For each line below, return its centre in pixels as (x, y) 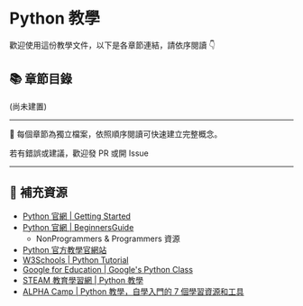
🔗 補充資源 (38, 193)
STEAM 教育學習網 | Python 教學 (83, 280)
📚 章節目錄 (41, 79)
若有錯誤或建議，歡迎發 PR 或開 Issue (79, 153)
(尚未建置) (28, 106)
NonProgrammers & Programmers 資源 (108, 238)
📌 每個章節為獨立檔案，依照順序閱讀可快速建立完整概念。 (116, 134)
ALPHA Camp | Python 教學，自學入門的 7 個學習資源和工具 (133, 291)
